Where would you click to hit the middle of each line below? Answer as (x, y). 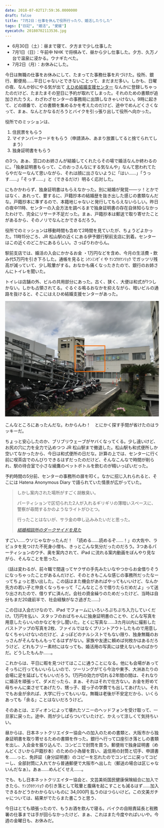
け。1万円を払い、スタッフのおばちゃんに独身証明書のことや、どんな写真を (81, 616)
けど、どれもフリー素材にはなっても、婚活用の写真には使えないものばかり (84, 647)
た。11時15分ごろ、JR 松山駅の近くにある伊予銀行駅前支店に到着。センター (81, 236)
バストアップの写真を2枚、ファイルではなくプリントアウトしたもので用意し (81, 628)
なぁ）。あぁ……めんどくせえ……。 (52, 769)
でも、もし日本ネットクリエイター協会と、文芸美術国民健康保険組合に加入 (80, 780)
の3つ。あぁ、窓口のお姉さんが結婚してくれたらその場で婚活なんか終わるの (81, 161)
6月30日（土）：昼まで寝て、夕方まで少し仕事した (62, 46)
